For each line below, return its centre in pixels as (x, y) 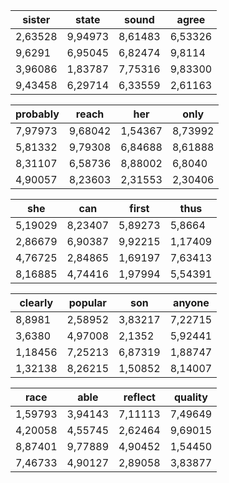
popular (87, 302)
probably (37, 114)
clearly (36, 302)
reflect (139, 397)
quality (190, 397)
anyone (191, 302)
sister (36, 19)
